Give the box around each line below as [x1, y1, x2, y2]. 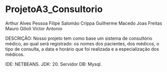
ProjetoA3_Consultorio [5, 4, 103, 15]
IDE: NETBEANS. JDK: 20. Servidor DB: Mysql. [5, 61, 102, 67]
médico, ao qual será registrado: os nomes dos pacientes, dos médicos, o [5, 40, 159, 46]
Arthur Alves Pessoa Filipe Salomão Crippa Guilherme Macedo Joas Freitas [5, 20, 162, 26]
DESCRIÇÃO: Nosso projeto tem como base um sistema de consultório [5, 35, 153, 41]
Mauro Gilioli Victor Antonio [5, 25, 62, 31]
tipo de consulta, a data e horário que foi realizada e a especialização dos [5, 46, 159, 52]
